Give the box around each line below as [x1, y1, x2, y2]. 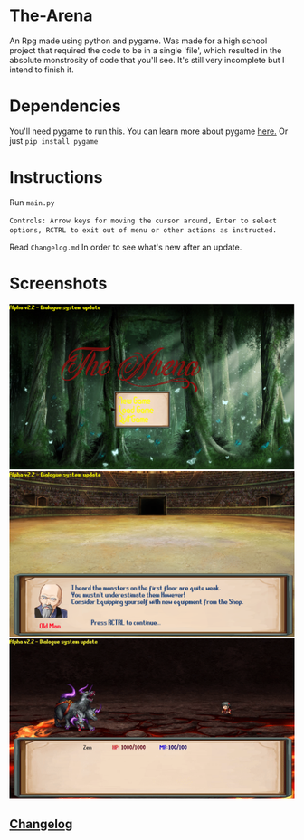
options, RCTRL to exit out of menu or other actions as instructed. [9, 225, 278, 235]
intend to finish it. [9, 64, 74, 75]
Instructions [9, 167, 103, 188]
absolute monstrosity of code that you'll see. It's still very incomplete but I [9, 54, 285, 65]
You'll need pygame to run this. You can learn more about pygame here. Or [9, 126, 289, 137]
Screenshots [9, 273, 108, 294]
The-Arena [9, 5, 93, 26]
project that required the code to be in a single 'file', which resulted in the [9, 44, 282, 55]
